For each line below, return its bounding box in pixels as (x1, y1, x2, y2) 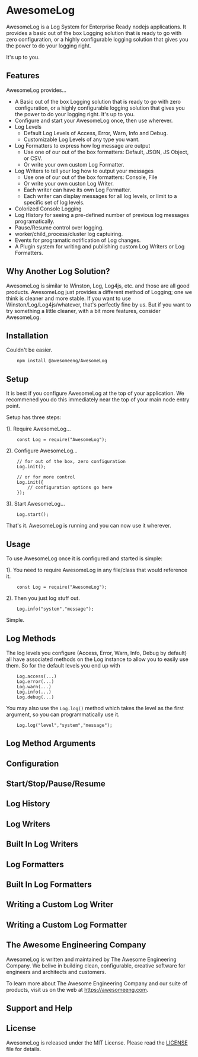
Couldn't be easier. (6, 346, 53, 353)
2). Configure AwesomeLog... (6, 447, 78, 454)
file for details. (6, 1045, 41, 1052)
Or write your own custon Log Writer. (23, 180, 114, 187)
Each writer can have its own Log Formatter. (23, 186, 132, 193)
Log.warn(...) (17, 684, 52, 689)
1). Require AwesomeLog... (6, 425, 71, 433)
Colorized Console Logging (14, 205, 82, 212)
